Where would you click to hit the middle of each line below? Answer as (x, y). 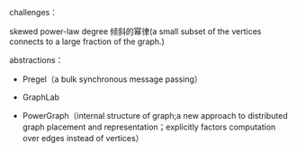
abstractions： (36, 60)
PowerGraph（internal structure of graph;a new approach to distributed (155, 116)
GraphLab (41, 97)
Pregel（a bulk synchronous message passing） (112, 79)
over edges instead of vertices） (83, 138)
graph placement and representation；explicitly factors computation (149, 127)
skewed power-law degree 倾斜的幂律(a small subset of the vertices (135, 31)
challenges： (34, 12)
